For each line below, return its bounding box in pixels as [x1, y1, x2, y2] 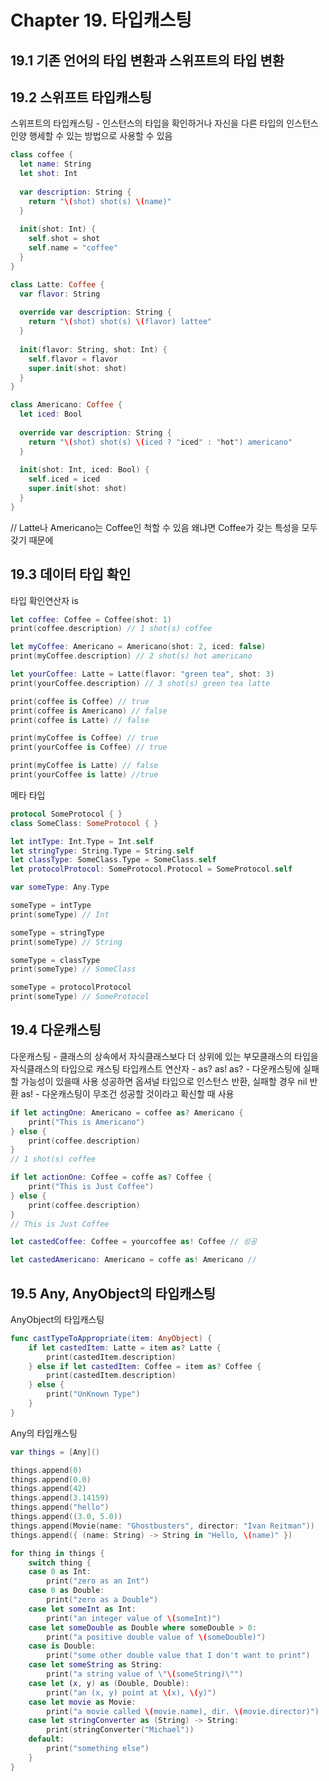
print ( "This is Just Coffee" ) [28, 1182, 155, 1192]
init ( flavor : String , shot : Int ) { [19, 344, 168, 355]
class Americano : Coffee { [10, 400, 123, 410]
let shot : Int [19, 169, 78, 179]
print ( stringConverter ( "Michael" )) [46, 1725, 195, 1735]
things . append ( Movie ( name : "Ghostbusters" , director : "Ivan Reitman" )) [10, 1521, 315, 1531]
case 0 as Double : [28, 1586, 105, 1596]
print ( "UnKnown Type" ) [46, 1389, 141, 1400]
